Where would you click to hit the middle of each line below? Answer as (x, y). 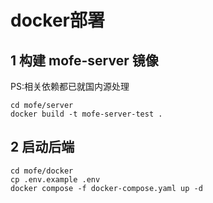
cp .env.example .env (55, 179)
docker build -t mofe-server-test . (86, 114)
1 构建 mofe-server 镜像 (84, 60)
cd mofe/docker (42, 171)
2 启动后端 (42, 147)
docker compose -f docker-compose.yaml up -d (106, 188)
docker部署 (57, 20)
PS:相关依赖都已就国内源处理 (70, 86)
